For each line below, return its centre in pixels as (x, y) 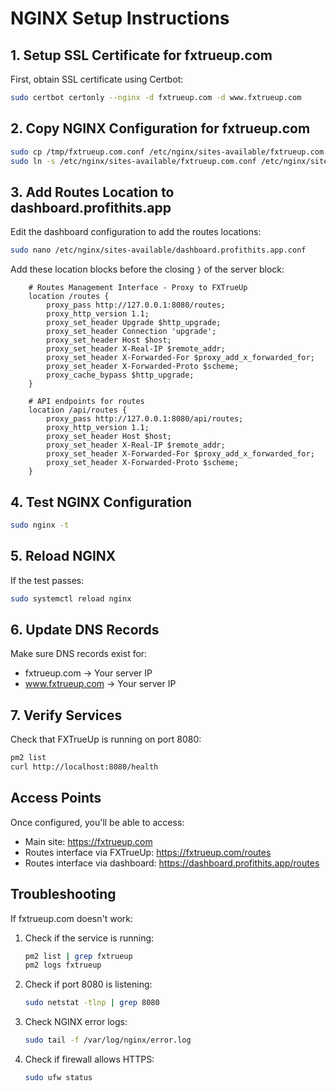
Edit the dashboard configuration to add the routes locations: (136, 232)
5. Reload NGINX (63, 556)
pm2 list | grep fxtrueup (78, 956)
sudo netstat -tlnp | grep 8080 (92, 1003)
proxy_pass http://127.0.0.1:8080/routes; (136, 305)
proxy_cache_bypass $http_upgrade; (120, 375)
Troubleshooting (63, 894)
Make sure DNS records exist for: (79, 654)
